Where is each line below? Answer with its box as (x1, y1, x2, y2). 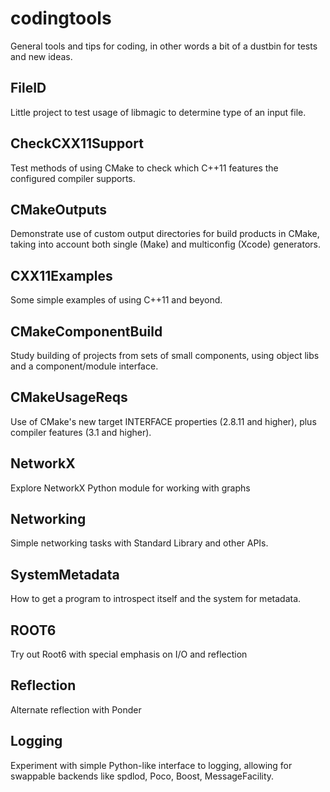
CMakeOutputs (10, 201, 108, 218)
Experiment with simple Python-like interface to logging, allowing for (10, 759, 293, 771)
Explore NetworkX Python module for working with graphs (10, 482, 251, 494)
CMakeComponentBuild (10, 323, 163, 340)
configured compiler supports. (10, 172, 136, 184)
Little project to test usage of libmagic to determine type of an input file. (10, 106, 307, 118)
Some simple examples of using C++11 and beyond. (10, 294, 223, 306)
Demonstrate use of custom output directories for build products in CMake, (10, 228, 320, 240)
